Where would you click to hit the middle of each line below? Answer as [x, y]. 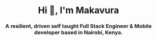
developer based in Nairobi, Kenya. [78, 32]
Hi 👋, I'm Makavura [78, 10]
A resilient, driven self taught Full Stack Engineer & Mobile [78, 26]
